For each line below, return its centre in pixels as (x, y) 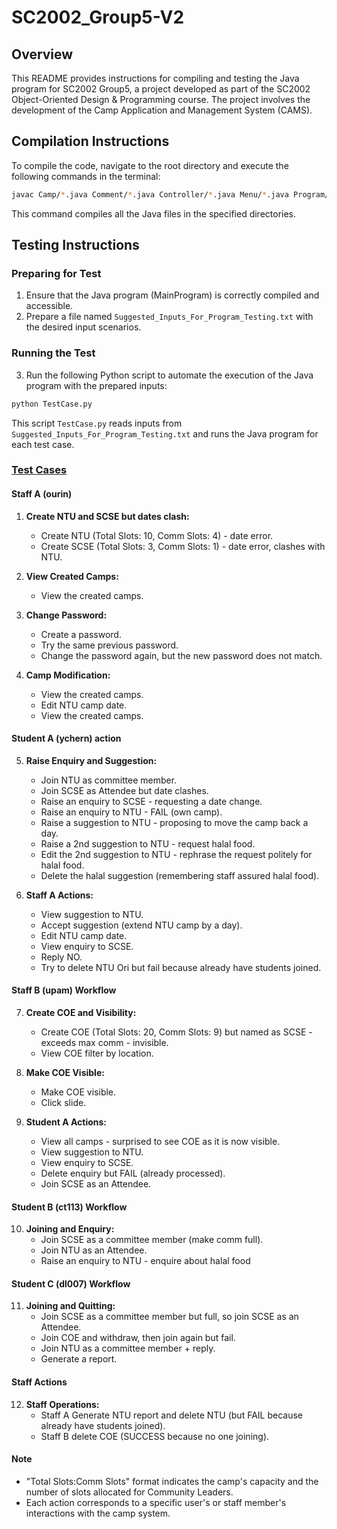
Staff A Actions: (59, 895)
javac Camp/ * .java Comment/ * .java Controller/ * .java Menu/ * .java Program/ (170, 194)
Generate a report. (79, 1359)
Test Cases (39, 470)
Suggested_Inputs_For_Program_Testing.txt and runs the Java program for (165, 433)
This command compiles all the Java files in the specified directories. (154, 213)
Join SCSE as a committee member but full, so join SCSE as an (169, 1317)
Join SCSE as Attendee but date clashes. (124, 790)
